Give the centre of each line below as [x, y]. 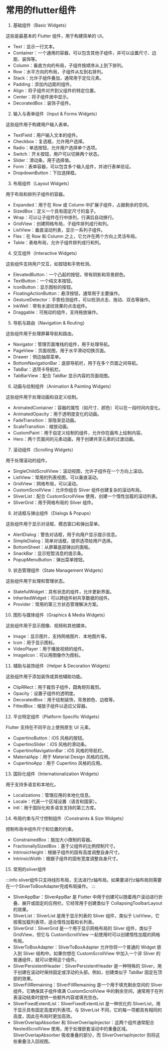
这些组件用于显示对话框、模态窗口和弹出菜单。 [54, 523]
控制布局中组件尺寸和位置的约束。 [41, 829]
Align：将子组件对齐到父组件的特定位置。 [56, 90]
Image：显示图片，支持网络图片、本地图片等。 [61, 636]
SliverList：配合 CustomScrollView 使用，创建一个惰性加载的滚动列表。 [87, 496]
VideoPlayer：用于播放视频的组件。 [50, 649]
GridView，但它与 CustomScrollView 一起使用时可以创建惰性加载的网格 [87, 934]
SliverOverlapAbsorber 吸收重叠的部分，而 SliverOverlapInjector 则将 [84, 1035]
